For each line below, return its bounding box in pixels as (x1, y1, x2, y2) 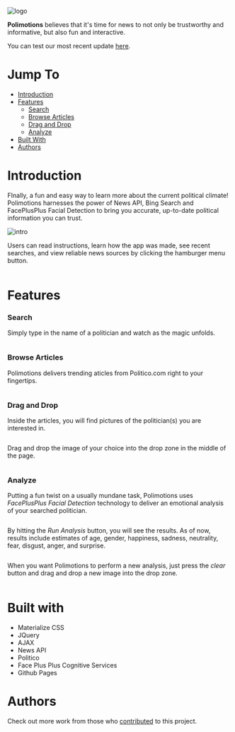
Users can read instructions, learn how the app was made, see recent (7, 241, 210, 250)
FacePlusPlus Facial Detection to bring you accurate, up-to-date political (7, 206, 219, 214)
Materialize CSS (17, 623, 65, 632)
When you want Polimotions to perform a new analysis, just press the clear (7, 561, 226, 570)
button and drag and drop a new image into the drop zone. (7, 569, 178, 577)
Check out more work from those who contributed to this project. (7, 717, 197, 726)
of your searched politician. (7, 506, 87, 515)
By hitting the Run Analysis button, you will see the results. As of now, (7, 526, 211, 535)
